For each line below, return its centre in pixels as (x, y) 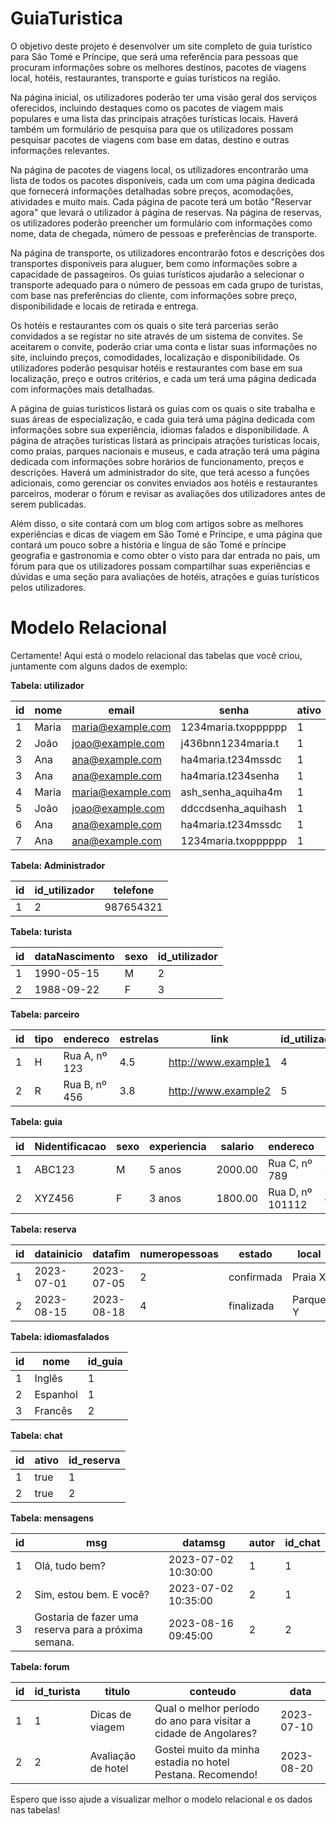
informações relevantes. (60, 150)
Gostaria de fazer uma (86, 1617)
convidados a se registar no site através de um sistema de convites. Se (156, 336)
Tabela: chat (36, 1435)
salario (237, 1146)
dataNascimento (74, 956)
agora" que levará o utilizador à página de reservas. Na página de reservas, (166, 212)
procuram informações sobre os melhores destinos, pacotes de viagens (158, 67)
